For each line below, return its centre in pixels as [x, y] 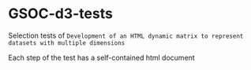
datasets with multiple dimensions [67, 43]
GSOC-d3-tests [60, 14]
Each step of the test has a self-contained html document [101, 57]
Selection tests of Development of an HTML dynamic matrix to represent [126, 35]
